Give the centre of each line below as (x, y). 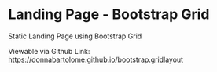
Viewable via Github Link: (49, 51)
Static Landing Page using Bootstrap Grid (75, 36)
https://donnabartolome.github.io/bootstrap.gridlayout (96, 59)
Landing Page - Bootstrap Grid (109, 14)
